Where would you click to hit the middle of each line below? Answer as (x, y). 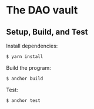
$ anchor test (23, 100)
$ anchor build (25, 79)
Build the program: (28, 67)
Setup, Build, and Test (47, 32)
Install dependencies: (32, 46)
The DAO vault (42, 10)
